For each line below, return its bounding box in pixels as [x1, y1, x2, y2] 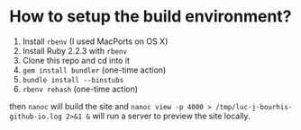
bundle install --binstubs [22, 75, 124, 84]
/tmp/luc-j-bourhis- [214, 102, 293, 111]
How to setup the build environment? [9, 6, 292, 27]
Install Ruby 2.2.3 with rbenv [22, 45, 128, 56]
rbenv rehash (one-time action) [22, 83, 138, 94]
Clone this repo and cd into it [22, 55, 131, 65]
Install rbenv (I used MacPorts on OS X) [22, 36, 169, 47]
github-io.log [9, 112, 63, 121]
